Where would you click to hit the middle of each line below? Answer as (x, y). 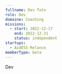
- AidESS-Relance (28, 48)
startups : (16, 43)
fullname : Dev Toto (26, 10)
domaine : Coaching (24, 19)
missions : (16, 24)
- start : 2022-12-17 (31, 29)
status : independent (36, 39)
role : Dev (16, 15)
